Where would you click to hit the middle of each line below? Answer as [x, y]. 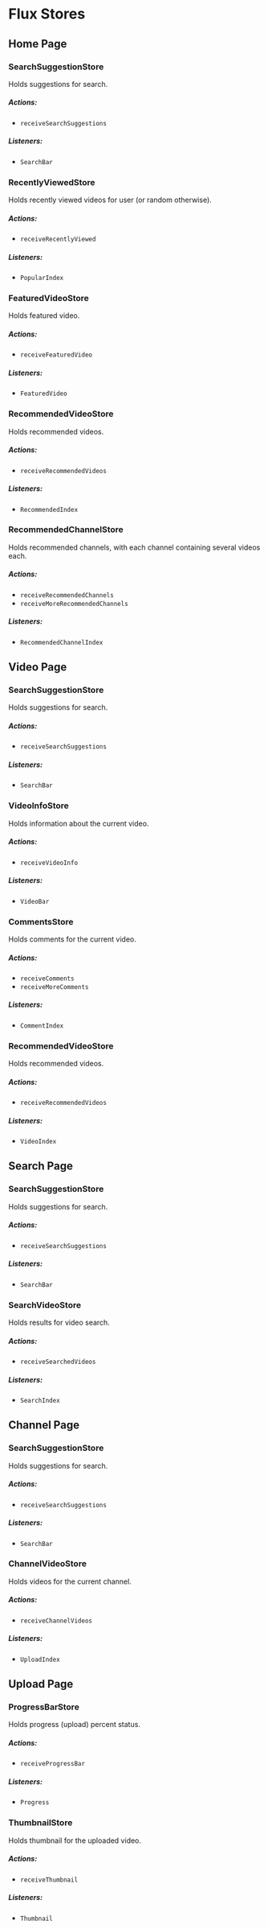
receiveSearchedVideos [58, 1362]
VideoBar [35, 901]
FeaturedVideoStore [49, 298]
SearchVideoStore [45, 1305]
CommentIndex [42, 1026]
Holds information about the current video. [79, 823]
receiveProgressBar [53, 1764]
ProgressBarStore [44, 1707]
